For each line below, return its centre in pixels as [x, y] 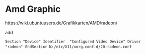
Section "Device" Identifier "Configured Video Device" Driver [73, 41]
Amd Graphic [33, 9]
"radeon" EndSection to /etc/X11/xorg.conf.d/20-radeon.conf [69, 46]
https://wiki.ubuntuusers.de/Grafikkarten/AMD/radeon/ [61, 23]
